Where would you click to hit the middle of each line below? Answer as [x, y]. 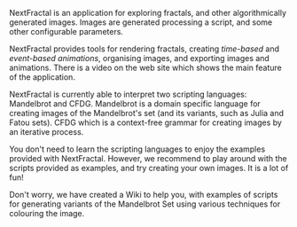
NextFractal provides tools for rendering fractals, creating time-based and [145, 49]
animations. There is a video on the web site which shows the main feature [145, 67]
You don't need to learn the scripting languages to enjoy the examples [137, 149]
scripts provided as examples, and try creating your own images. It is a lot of [149, 168]
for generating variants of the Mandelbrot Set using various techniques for [145, 204]
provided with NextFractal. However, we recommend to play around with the [148, 158]
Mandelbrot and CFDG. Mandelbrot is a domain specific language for [135, 104]
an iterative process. [47, 132]
